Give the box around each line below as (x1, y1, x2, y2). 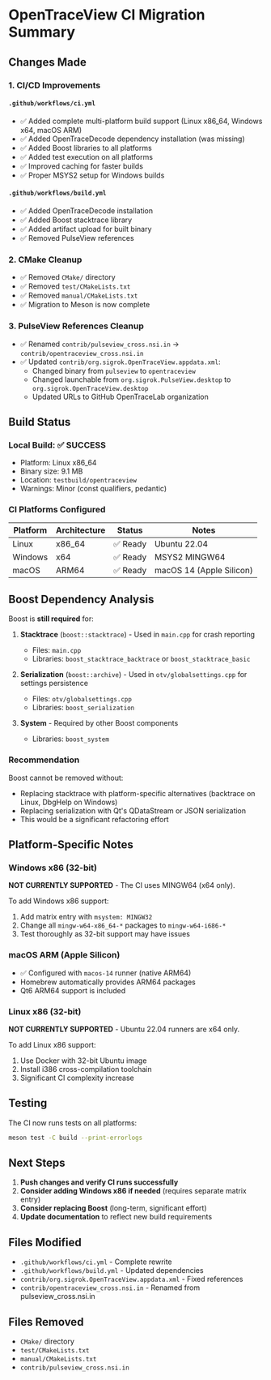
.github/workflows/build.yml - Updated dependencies (19, 1266, 204, 1275)
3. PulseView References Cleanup (8, 320, 144, 332)
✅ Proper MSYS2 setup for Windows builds (19, 170, 165, 180)
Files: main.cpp (32, 645, 82, 655)
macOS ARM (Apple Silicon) (8, 949, 121, 961)
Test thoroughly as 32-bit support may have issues (19, 929, 190, 939)
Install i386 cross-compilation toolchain (19, 1064, 152, 1074)
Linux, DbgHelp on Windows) (19, 797, 118, 807)
